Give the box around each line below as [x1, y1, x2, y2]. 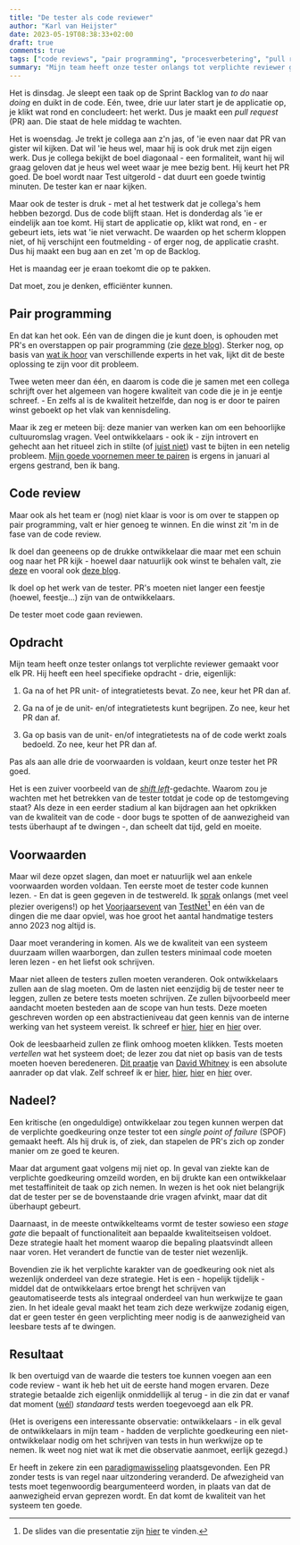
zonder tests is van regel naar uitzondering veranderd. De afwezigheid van [9, 1472, 284, 1482]
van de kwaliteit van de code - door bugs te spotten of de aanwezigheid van [9, 811, 290, 823]
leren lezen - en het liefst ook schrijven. [9, 956, 154, 967]
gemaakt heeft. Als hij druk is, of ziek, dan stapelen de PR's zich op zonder [9, 1135, 285, 1146]
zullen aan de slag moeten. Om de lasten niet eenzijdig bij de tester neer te [9, 983, 284, 994]
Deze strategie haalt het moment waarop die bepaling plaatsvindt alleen [9, 1236, 274, 1248]
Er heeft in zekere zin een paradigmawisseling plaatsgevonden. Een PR [9, 1462, 271, 1473]
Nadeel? [9, 1093, 56, 1108]
